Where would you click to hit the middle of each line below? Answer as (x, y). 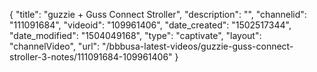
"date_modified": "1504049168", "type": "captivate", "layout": (135, 35)
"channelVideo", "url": (55, 46)
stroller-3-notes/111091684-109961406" (91, 57)
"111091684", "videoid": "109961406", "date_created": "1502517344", (150, 25)
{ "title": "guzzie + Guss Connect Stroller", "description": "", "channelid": (158, 14)
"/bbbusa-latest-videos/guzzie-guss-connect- (198, 46)
